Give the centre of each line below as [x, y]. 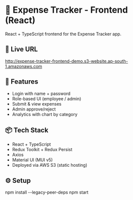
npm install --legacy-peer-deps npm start [47, 192]
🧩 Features [22, 82]
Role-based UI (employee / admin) [47, 99]
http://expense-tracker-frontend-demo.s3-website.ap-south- [66, 61]
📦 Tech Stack [27, 130]
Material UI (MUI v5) [32, 160]
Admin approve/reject [34, 109]
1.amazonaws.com [24, 66]
